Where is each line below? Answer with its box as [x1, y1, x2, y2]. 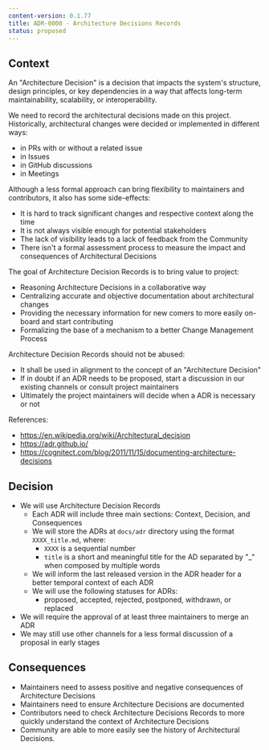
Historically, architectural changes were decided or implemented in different [8, 119, 260, 129]
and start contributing [41, 317, 114, 327]
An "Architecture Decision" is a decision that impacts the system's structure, [8, 78, 261, 88]
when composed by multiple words [43, 561, 161, 570]
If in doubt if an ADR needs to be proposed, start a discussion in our [19, 373, 245, 383]
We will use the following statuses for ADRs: [31, 587, 178, 595]
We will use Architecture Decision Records [19, 501, 161, 510]
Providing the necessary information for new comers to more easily [19, 308, 243, 318]
